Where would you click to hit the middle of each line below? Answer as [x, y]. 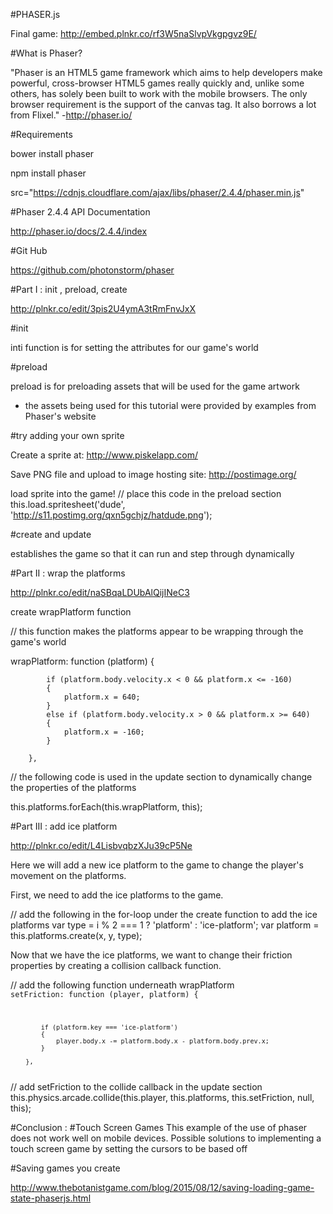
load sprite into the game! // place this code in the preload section [146, 493]
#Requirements [41, 134]
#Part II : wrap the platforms [68, 573]
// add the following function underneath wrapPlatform [122, 985]
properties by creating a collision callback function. [116, 965]
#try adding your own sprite [67, 435]
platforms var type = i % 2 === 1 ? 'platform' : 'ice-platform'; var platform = [165, 925]
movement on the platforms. [68, 875]
